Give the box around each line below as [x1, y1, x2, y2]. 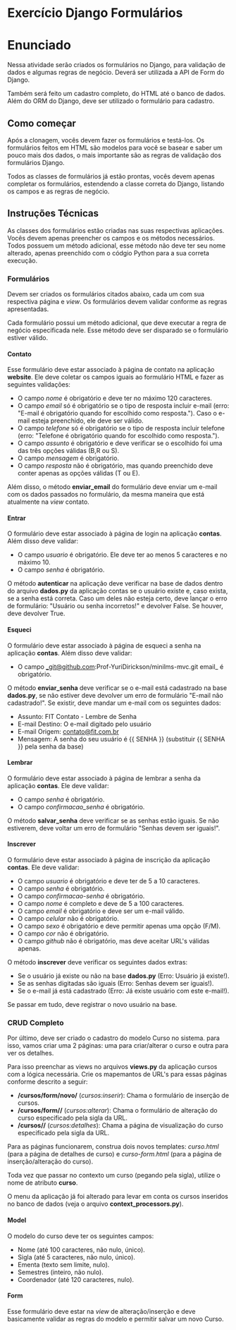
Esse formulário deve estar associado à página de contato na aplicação [7, 365, 215, 374]
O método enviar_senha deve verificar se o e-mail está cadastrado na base [7, 683, 228, 692]
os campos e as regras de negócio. [7, 187, 110, 195]
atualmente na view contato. [7, 497, 89, 506]
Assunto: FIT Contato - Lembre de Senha [17, 712, 137, 720]
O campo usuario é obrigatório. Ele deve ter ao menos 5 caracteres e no [17, 550, 228, 559]
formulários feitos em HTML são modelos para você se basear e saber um [7, 143, 223, 152]
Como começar [7, 117, 76, 129]
